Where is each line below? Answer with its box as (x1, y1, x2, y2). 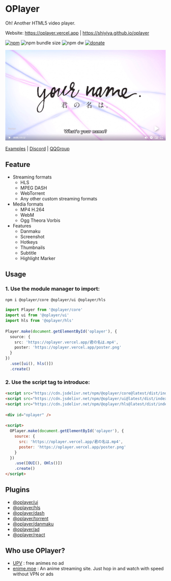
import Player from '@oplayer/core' (5, 307, 83, 313)
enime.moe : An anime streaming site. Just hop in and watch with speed (12, 565, 164, 571)
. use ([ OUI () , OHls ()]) (14, 461, 63, 466)
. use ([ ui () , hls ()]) (10, 361, 53, 366)
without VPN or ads (12, 571, 54, 577)
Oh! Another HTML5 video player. (5, 20, 75, 26)
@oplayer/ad (12, 526, 40, 532)
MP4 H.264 (20, 206, 45, 212)
